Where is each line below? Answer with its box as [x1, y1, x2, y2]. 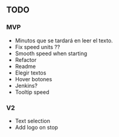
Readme [14, 62, 36, 70]
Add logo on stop [14, 124, 59, 131]
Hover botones [14, 75, 53, 82]
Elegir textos [14, 69, 47, 76]
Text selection [14, 117, 50, 124]
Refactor [14, 56, 37, 63]
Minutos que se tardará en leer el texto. [14, 36, 113, 44]
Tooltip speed [14, 88, 50, 96]
